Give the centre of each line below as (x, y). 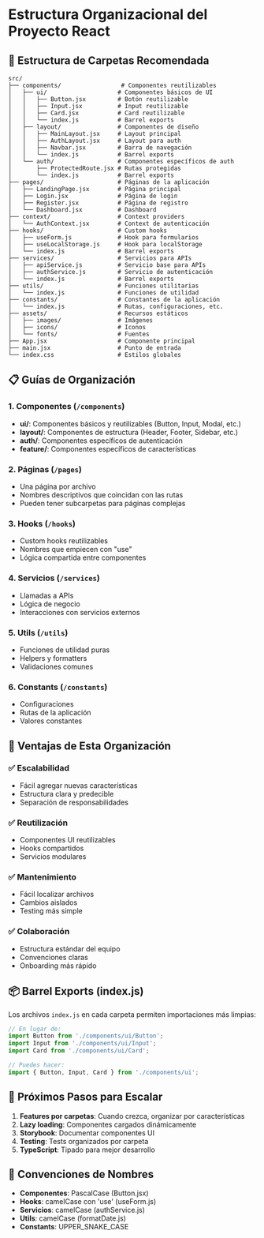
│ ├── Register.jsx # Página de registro (99, 203)
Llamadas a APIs (46, 595)
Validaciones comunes (56, 666)
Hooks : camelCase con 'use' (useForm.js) (88, 1202)
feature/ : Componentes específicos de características (108, 448)
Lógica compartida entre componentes (83, 557)
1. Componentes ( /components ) (67, 407)
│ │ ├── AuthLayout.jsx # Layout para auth (95, 141)
